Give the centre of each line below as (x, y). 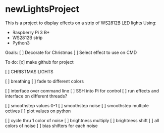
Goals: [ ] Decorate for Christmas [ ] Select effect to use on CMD (71, 52)
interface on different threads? (36, 96)
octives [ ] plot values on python (38, 111)
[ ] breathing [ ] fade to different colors (45, 81)
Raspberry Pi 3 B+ (31, 32)
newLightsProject (42, 9)
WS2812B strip (27, 38)
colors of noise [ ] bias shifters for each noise (52, 126)
